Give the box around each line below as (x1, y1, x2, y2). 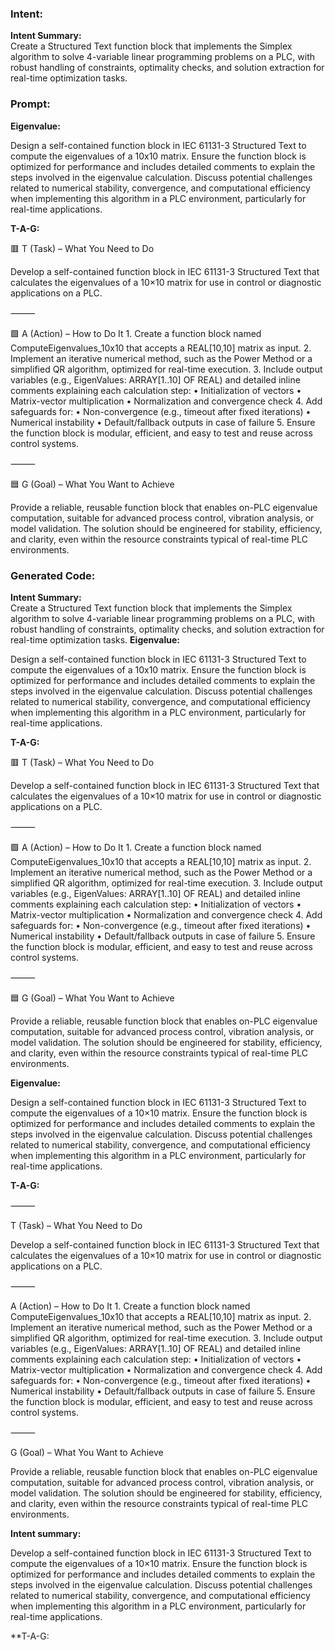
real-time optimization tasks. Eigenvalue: (10, 633, 180, 646)
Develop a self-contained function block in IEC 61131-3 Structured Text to (10, 1547, 312, 1559)
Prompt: (10, 97, 51, 111)
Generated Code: (10, 568, 96, 582)
